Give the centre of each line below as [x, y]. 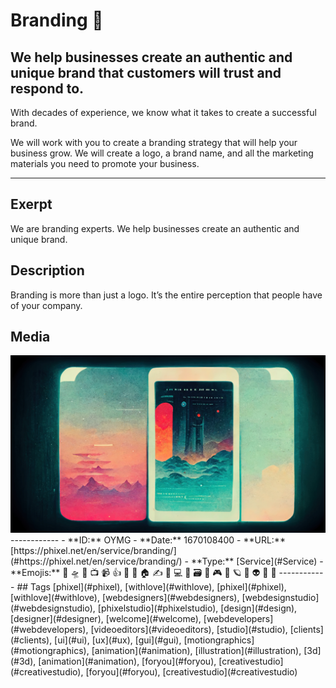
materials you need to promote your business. [105, 163]
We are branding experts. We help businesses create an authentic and [155, 228]
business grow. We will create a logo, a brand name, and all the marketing [162, 153]
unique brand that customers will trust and [146, 72]
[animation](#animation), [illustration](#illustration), [196, 650]
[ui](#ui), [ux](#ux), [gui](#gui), [118, 640]
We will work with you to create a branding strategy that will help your [154, 142]
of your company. [46, 305]
